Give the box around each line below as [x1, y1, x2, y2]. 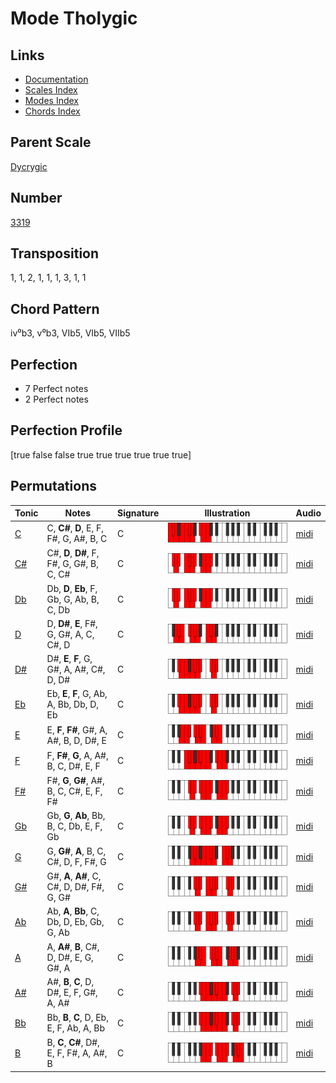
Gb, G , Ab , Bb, [46, 809, 106, 821]
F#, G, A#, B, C [46, 533, 108, 545]
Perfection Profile [10, 422, 123, 439]
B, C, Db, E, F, [46, 820, 103, 832]
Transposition [10, 245, 100, 262]
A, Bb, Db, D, [46, 698, 100, 711]
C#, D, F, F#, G [46, 856, 107, 868]
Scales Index [24, 84, 78, 96]
